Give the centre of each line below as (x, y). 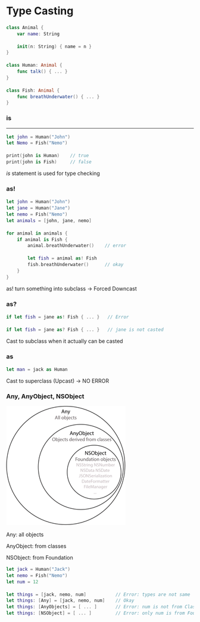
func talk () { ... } (42, 72)
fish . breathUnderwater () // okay (76, 265)
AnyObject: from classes (36, 546)
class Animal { (25, 27)
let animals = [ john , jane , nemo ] (49, 221)
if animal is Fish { (42, 239)
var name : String (38, 34)
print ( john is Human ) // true (48, 156)
